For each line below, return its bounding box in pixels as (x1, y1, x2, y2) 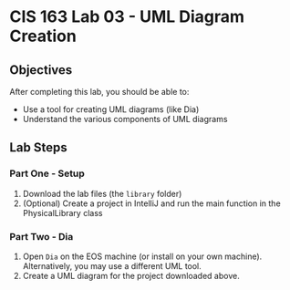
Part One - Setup (9, 167, 85, 180)
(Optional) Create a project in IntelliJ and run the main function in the (22, 198, 281, 209)
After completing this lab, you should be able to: (9, 87, 190, 97)
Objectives (9, 62, 73, 78)
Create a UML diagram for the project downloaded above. (22, 270, 240, 281)
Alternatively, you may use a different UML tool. (22, 260, 202, 271)
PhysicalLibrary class (22, 207, 103, 218)
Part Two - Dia (9, 230, 74, 243)
